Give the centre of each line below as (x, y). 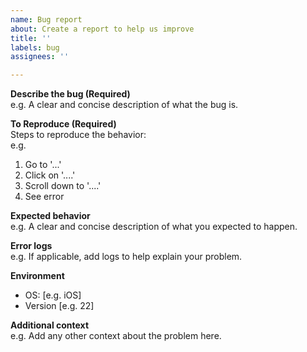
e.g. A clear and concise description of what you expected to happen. (154, 227)
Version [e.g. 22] (59, 306)
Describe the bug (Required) (70, 94)
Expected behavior (50, 216)
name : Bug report (46, 19)
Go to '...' (43, 165)
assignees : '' (40, 57)
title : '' (31, 38)
